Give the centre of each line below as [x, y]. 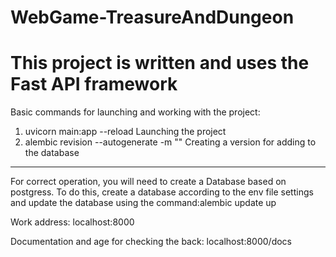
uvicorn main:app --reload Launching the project [125, 132]
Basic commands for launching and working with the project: [135, 112]
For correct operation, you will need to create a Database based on [148, 182]
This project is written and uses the [160, 63]
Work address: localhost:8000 [72, 222]
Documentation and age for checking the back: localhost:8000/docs [151, 242]
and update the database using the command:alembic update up [143, 203]
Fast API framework [94, 84]
